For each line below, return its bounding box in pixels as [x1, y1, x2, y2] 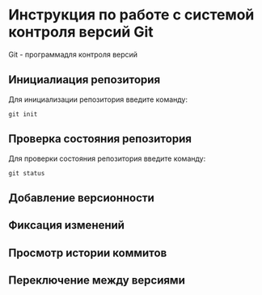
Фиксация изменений [8, 218, 125, 232]
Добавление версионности [8, 191, 155, 204]
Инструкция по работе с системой [8, 6, 255, 24]
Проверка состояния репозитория [8, 132, 192, 146]
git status [8, 169, 45, 177]
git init [8, 110, 38, 118]
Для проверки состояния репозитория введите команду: [8, 154, 206, 163]
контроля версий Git [8, 23, 154, 41]
